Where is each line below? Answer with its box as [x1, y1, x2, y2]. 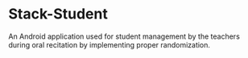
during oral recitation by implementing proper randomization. [8, 39, 211, 49]
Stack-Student [8, 5, 109, 23]
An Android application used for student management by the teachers [8, 31, 240, 41]
